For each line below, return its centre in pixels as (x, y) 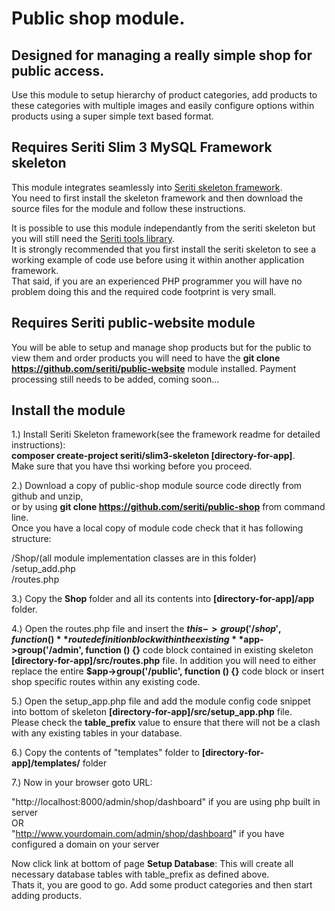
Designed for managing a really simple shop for (162, 55)
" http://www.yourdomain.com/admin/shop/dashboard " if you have (148, 834)
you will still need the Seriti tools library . (93, 238)
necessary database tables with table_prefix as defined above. (140, 874)
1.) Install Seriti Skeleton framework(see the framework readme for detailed (166, 434)
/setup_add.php (43, 569)
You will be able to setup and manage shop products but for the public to (161, 347)
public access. (58, 70)
